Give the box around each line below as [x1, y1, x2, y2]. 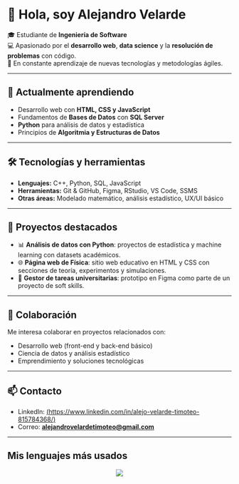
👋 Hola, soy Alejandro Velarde [7, 6, 186, 23]
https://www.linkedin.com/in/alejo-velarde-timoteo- [48, 408, 200, 416]
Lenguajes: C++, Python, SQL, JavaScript [17, 178, 142, 187]
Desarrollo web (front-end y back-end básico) [17, 341, 153, 350]
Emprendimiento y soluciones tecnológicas [17, 356, 144, 366]
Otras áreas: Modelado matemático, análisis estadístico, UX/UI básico [17, 194, 224, 202]
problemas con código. [7, 51, 77, 60]
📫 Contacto [7, 385, 62, 397]
